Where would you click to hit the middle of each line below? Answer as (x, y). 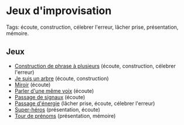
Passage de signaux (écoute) (50, 97)
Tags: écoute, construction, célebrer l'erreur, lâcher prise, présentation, (92, 27)
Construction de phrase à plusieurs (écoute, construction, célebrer (95, 66)
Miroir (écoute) (33, 85)
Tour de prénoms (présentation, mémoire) (65, 116)
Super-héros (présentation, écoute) (57, 109)
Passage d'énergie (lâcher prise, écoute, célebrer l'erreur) (85, 103)
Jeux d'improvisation (59, 11)
